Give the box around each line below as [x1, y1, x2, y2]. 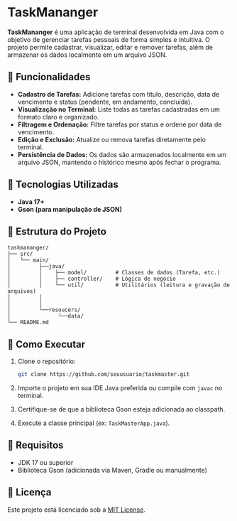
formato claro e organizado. [17, 112, 99, 121]
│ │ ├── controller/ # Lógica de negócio [7, 275, 176, 283]
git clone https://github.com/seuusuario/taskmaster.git [17, 371, 190, 378]
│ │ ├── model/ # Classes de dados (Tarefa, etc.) [7, 269, 221, 276]
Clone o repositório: [17, 357, 76, 366]
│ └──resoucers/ [7, 306, 81, 313]
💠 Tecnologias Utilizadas [7, 178, 118, 190]
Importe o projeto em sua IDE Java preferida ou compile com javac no [17, 384, 223, 392]
